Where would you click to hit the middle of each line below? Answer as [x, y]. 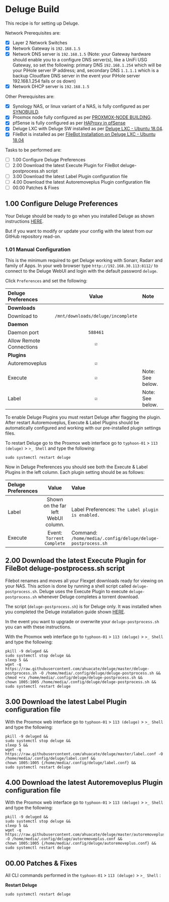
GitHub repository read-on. [33, 236]
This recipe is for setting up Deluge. [42, 23]
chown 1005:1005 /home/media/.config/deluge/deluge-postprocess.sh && [81, 682]
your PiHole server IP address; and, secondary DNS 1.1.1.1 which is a [86, 70]
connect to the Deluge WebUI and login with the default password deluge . [81, 271]
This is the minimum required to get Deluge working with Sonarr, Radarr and [84, 260]
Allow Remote [24, 341]
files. [10, 433]
